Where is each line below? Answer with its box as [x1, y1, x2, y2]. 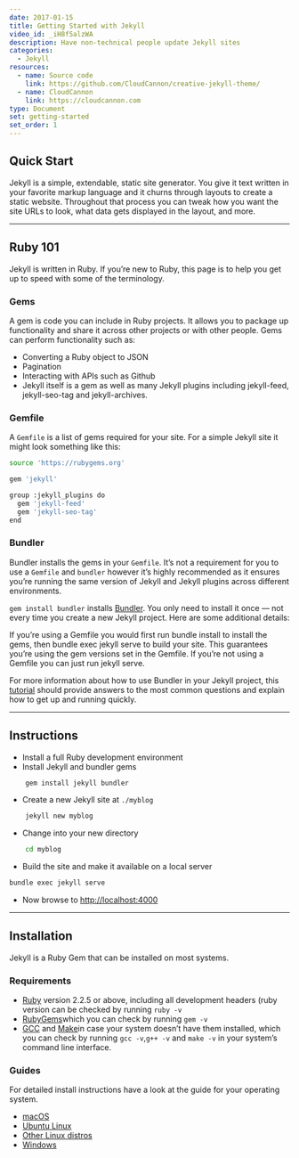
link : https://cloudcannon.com [25, 95, 141, 105]
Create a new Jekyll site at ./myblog [21, 795, 154, 805]
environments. [9, 585, 62, 596]
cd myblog [25, 845, 62, 854]
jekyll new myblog [25, 811, 93, 820]
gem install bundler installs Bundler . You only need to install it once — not [9, 602, 284, 613]
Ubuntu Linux [21, 1121, 72, 1131]
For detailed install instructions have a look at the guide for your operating [9, 1084, 280, 1096]
